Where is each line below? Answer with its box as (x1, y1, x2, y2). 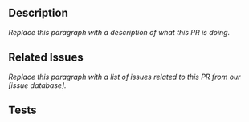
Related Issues (8, 51, 84, 65)
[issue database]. (8, 80, 67, 90)
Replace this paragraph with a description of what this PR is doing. (8, 27, 231, 37)
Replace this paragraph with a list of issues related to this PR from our (8, 72, 241, 81)
